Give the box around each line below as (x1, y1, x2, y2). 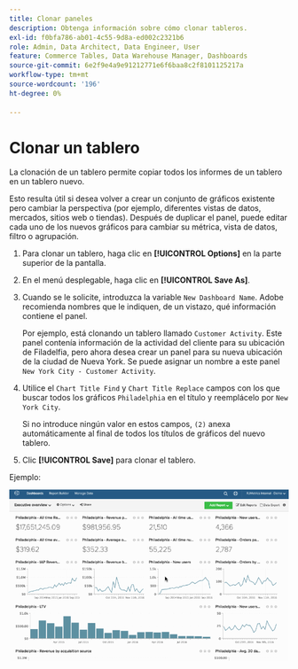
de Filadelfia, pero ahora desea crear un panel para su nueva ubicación (21, 346, 283, 358)
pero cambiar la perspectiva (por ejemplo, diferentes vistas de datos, (9, 203, 262, 214)
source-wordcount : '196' (9, 80, 101, 89)
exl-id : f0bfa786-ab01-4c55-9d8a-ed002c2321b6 (9, 33, 184, 42)
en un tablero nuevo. (9, 176, 85, 187)
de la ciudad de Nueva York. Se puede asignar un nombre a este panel (21, 356, 280, 367)
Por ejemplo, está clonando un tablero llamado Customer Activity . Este (21, 328, 282, 338)
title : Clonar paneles (9, 14, 93, 23)
